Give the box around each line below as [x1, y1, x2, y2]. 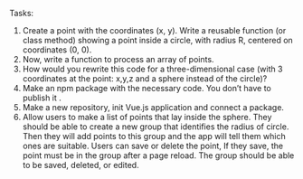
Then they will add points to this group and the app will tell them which [22, 131, 287, 141]
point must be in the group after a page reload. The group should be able [22, 150, 295, 161]
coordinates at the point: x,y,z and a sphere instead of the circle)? [22, 73, 268, 84]
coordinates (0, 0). [22, 44, 92, 55]
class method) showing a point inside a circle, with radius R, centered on [22, 35, 294, 45]
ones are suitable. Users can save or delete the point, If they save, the [22, 140, 283, 151]
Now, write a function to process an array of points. [22, 54, 214, 64]
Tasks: [9, 8, 34, 18]
